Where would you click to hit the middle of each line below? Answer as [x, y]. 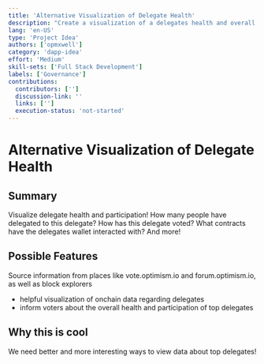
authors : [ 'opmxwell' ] [45, 45]
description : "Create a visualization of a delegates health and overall [132, 23]
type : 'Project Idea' [44, 38]
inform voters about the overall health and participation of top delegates [136, 307]
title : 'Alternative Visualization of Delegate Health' [102, 15]
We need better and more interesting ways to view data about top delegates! [132, 351]
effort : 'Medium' [37, 60]
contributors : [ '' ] [47, 89]
